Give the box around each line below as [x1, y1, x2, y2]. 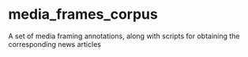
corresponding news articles [8, 39, 101, 48]
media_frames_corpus [8, 5, 158, 23]
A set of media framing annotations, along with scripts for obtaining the [8, 31, 240, 41]
